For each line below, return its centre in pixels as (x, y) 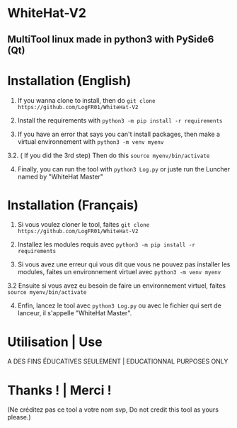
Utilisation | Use (55, 342)
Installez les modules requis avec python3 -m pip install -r (106, 244)
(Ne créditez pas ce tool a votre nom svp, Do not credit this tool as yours (113, 410)
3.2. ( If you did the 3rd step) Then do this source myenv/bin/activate (109, 155)
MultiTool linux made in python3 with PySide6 (111, 39)
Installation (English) (69, 80)
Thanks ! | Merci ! (59, 390)
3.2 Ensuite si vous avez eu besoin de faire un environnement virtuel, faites (117, 286)
